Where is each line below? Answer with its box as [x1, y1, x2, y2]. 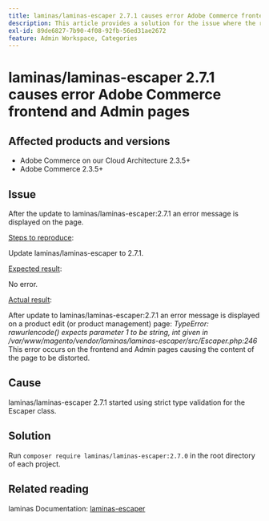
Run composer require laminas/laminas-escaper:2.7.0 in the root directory [8, 450, 256, 460]
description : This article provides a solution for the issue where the [8, 19, 256, 27]
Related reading [8, 483, 90, 496]
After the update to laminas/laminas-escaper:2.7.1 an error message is [8, 209, 239, 219]
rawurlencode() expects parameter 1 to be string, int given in [8, 328, 208, 337]
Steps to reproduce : [8, 233, 74, 243]
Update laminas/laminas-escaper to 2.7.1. [8, 248, 144, 258]
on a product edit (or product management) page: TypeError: [8, 319, 210, 329]
